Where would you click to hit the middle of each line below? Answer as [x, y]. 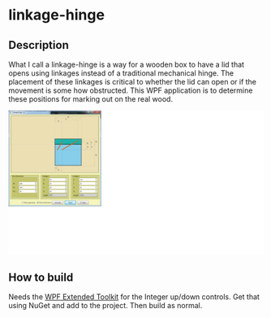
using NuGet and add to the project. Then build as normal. [105, 306]
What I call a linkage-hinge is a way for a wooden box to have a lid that [127, 64]
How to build [41, 277]
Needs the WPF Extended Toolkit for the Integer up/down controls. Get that [134, 297]
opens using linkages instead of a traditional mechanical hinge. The [121, 73]
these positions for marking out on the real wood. [90, 99]
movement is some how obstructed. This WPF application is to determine [131, 90]
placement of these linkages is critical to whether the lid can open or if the [133, 82]
